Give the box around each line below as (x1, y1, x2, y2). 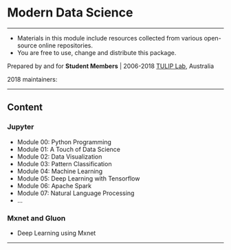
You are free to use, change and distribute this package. (16, 48, 177, 56)
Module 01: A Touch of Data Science (16, 145, 120, 153)
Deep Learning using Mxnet (16, 229, 96, 237)
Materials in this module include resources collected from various (16, 34, 203, 42)
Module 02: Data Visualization (16, 152, 102, 161)
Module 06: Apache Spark (16, 181, 91, 190)
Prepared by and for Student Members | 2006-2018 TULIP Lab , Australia (7, 62, 214, 70)
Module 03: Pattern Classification (16, 159, 112, 168)
